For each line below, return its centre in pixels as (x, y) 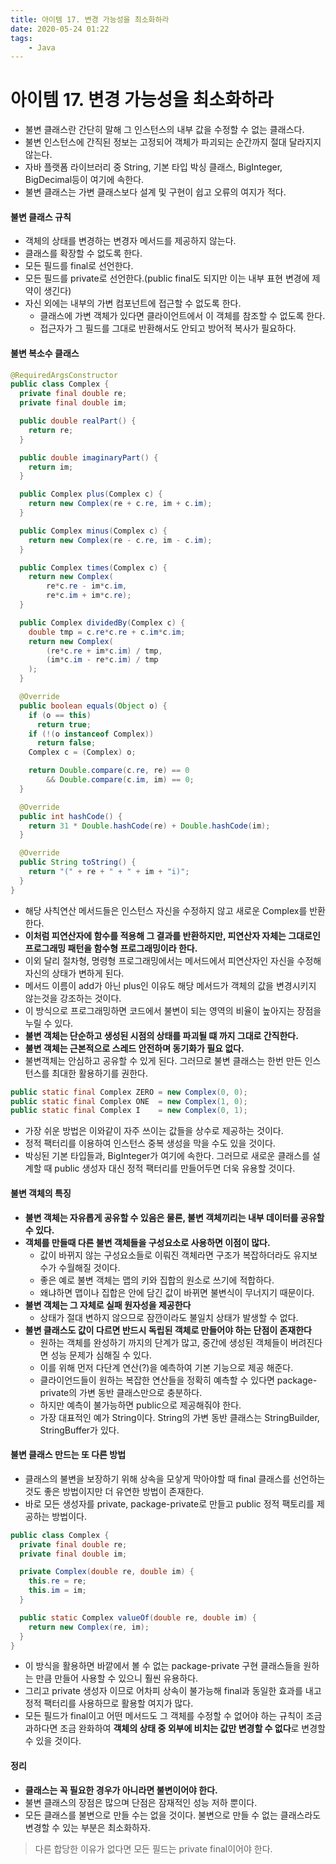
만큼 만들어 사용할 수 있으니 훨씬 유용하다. (117, 1678)
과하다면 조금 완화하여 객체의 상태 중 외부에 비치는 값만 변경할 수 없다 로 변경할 (175, 1728)
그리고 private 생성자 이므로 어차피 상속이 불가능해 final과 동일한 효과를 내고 (173, 1691)
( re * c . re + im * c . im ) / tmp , (104, 651)
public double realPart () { (78, 421)
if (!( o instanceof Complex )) (91, 734)
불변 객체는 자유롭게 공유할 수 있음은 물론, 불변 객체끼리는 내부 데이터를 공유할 (174, 1217)
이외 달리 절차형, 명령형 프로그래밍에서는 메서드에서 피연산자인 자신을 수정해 (173, 960)
